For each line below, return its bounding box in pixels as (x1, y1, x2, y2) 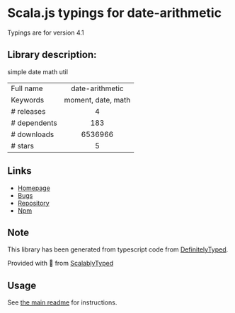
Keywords (11, 95, 45, 105)
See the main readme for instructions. (7, 298, 117, 307)
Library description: (7, 49, 97, 61)
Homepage (17, 184, 51, 192)
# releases (11, 106, 46, 116)
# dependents (11, 118, 58, 128)
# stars (11, 141, 34, 150)
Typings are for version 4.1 (7, 28, 85, 37)
